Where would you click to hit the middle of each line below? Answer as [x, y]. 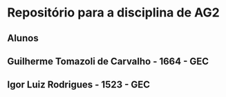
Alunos [23, 38]
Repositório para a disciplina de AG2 [113, 13]
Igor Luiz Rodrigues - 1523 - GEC [79, 85]
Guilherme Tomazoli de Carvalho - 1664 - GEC [108, 61]
